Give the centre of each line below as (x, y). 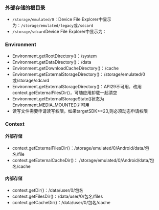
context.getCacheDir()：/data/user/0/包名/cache (61, 202)
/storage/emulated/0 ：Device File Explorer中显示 (62, 19)
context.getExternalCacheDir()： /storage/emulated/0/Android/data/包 (83, 160)
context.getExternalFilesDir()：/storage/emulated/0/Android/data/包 (80, 148)
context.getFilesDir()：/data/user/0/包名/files (57, 196)
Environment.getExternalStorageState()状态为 (58, 98)
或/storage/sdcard (31, 80)
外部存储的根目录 (25, 7)
